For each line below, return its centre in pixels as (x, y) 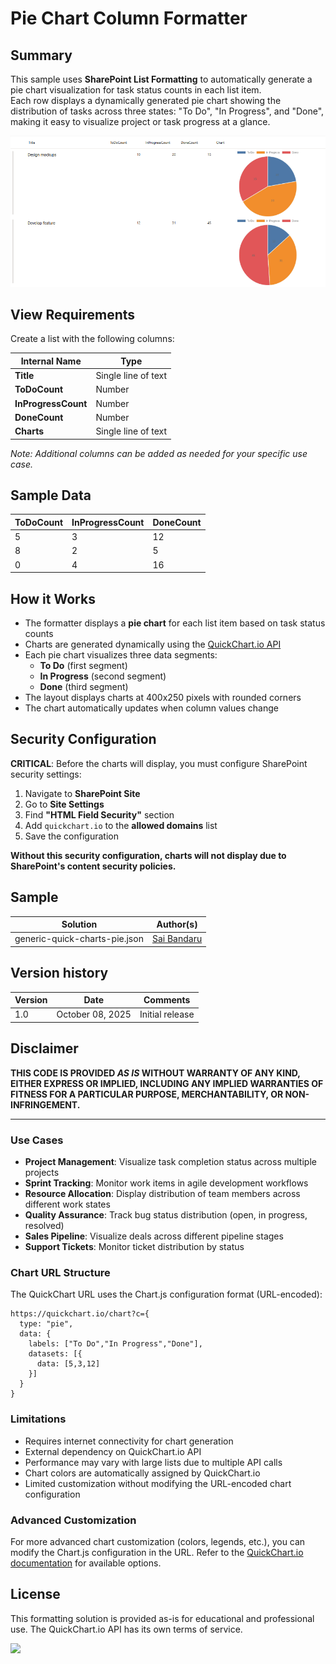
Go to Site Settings (64, 804)
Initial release (167, 1014)
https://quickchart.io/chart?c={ (80, 1314)
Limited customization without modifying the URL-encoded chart (158, 1483)
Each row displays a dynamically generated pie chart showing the (146, 100)
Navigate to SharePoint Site (82, 793)
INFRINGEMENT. (45, 1104)
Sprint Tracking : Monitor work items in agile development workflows (166, 1183)
